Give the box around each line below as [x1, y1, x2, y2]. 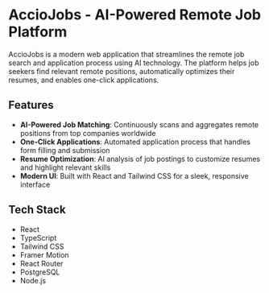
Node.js [19, 275, 47, 285]
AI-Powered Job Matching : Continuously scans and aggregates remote [19, 119, 259, 130]
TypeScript [19, 233, 57, 242]
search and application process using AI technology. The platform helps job [8, 58, 259, 68]
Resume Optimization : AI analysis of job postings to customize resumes [19, 154, 260, 163]
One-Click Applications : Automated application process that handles [19, 137, 251, 146]
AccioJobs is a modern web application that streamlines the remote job [8, 49, 245, 59]
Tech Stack [8, 203, 66, 217]
